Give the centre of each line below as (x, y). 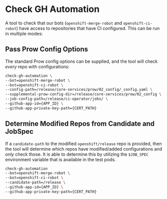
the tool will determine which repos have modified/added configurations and (83, 149)
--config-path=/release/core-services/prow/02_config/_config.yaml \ (79, 90)
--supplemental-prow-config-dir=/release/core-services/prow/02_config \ (83, 94)
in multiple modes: (24, 33)
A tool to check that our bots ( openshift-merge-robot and (64, 23)
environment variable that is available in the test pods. (61, 159)
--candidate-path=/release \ (35, 183)
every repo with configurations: (37, 66)
